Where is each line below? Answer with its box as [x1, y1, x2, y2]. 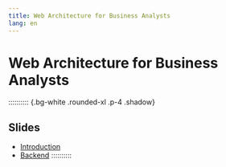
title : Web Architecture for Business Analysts [8, 11, 171, 20]
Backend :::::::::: [19, 150, 72, 161]
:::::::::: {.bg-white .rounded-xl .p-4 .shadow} [8, 97, 155, 107]
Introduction [19, 142, 61, 152]
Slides [8, 120, 40, 134]
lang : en [8, 19, 38, 27]
